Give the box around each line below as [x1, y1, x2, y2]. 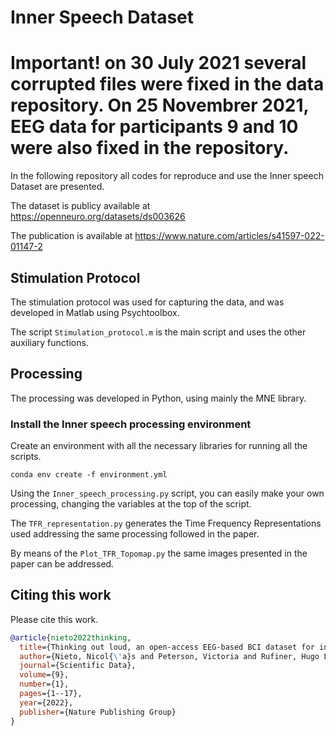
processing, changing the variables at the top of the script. [10, 498, 252, 510]
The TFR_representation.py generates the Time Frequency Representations [10, 517, 322, 530]
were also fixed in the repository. [10, 137, 290, 160]
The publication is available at [10, 230, 133, 242]
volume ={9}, [19, 670, 70, 680]
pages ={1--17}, [19, 689, 83, 699]
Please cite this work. [10, 613, 99, 625]
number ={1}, [19, 679, 70, 690]
